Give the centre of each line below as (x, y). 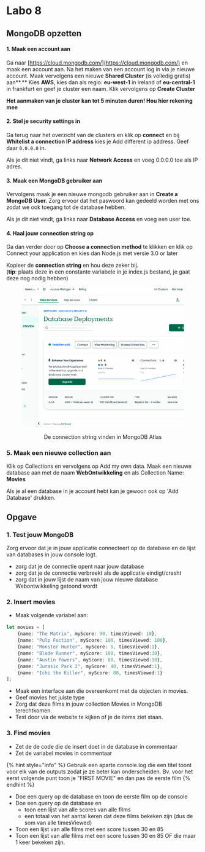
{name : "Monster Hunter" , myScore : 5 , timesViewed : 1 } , (89, 647)
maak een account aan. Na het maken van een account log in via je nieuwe (101, 69)
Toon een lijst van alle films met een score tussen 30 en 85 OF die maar (105, 835)
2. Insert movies (31, 602)
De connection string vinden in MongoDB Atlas (103, 437)
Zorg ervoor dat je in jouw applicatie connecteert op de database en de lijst (101, 548)
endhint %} (20, 784)
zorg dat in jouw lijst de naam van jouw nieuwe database (87, 580)
